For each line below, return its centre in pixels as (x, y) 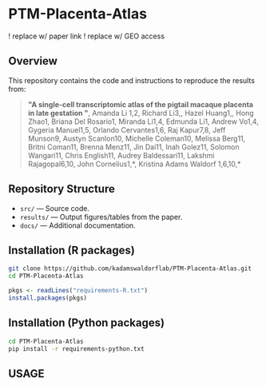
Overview (33, 61)
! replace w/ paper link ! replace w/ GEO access (87, 36)
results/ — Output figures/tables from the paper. (101, 217)
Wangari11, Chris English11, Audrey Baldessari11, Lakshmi (121, 155)
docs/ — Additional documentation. (77, 225)
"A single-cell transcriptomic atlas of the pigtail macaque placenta (141, 104)
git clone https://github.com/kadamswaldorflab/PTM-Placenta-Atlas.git (130, 269)
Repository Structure (62, 189)
